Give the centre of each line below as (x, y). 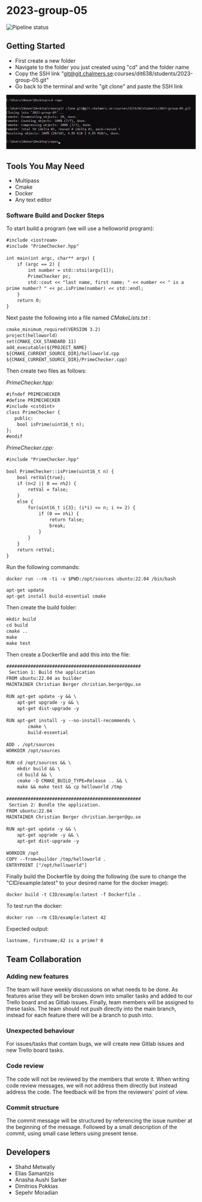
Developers (28, 1152)
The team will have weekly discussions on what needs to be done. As (92, 990)
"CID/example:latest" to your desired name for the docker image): (87, 883)
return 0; (29, 301)
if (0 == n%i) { (59, 514)
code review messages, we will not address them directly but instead (92, 1085)
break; (57, 526)
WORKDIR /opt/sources (33, 751)
